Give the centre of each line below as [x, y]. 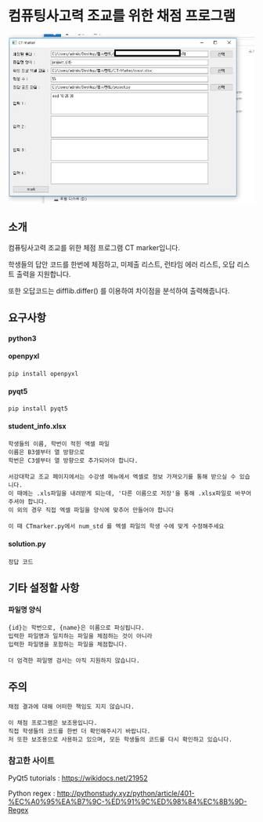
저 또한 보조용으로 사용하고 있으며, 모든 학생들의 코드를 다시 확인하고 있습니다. [120, 739]
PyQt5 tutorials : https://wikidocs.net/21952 [78, 778]
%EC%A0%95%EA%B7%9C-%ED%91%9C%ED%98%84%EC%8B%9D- [128, 802]
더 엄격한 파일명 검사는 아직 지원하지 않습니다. [74, 661]
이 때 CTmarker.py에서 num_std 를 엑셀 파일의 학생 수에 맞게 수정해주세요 [116, 526]
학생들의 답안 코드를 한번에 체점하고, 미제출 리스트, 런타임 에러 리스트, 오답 [122, 264]
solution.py [27, 544]
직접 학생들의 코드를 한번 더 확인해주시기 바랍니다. [79, 731]
